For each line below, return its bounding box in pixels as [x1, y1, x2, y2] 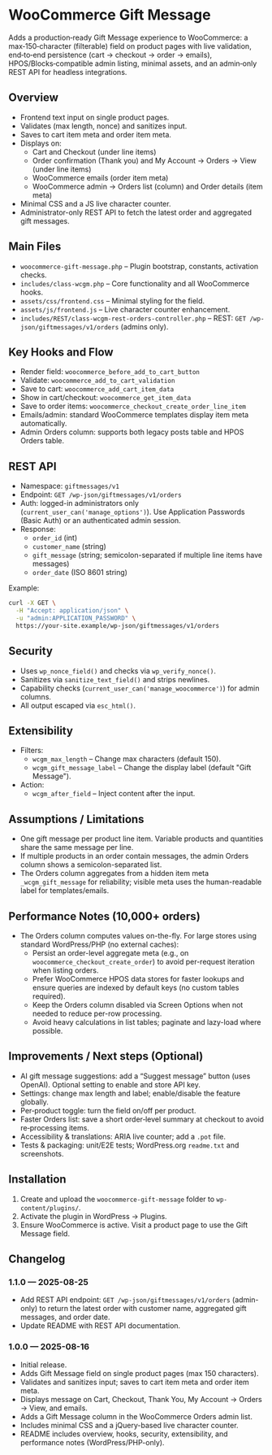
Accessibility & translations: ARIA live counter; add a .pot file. [19, 1131, 226, 1141]
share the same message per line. [19, 843, 134, 852]
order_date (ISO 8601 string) [32, 568, 128, 577]
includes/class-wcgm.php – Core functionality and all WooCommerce [19, 278, 250, 288]
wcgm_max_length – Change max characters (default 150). [32, 754, 222, 764]
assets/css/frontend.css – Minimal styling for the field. [19, 295, 205, 306]
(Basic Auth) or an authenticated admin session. [19, 516, 181, 525]
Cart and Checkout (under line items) [32, 146, 157, 156]
